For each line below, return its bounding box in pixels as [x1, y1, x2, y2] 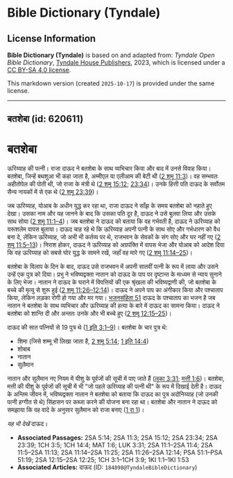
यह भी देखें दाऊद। [7, 420, 49, 428]
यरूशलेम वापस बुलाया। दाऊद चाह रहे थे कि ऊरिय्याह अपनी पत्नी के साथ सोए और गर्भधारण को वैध [7, 225, 221, 233]
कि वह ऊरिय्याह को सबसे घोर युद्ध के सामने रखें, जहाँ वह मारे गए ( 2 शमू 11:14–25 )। [7, 249, 193, 257]
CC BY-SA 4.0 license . [7, 66, 71, 74]
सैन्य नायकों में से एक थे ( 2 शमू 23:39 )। [7, 188, 99, 196]
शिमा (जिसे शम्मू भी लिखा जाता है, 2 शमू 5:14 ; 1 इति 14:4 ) [17, 337, 149, 345]
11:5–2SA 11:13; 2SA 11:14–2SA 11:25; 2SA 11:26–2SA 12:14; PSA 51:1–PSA [17, 448, 223, 456]
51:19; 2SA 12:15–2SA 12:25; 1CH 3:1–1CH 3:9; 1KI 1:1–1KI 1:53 [17, 456, 189, 464]
